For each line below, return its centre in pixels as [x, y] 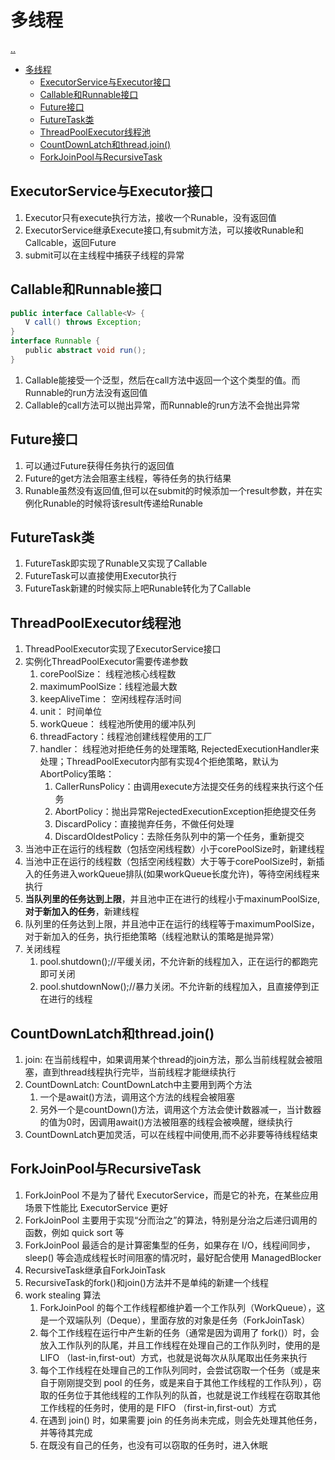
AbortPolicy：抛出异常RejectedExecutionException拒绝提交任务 [185, 812]
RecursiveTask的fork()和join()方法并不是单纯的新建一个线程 [146, 1282]
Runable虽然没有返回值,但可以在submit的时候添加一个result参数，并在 [169, 490]
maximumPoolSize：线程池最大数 [108, 687]
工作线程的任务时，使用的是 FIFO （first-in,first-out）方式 [158, 1407]
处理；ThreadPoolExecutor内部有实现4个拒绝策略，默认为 [159, 762]
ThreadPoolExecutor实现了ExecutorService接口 [123, 649]
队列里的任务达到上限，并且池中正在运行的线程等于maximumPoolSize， [172, 924]
